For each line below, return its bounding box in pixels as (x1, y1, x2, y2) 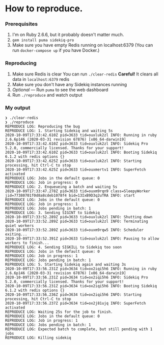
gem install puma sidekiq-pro (12, 38, 75, 43)
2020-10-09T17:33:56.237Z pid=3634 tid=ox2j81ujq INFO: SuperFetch (5, 301, 146, 306)
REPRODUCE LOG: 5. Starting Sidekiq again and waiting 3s (5, 262, 126, 267)
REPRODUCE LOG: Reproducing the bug (5, 124, 80, 129)
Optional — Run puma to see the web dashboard (12, 87, 109, 93)
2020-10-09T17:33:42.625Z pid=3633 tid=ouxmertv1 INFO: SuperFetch (5, 167, 146, 172)
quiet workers (5, 223, 34, 228)
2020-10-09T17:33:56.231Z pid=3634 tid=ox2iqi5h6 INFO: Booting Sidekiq (5, 284, 157, 289)
